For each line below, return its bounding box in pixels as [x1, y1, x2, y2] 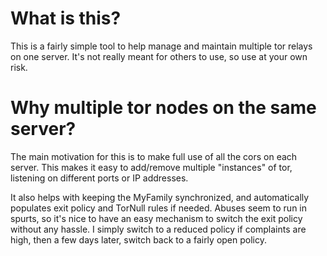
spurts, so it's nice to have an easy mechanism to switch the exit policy [10, 212, 303, 224]
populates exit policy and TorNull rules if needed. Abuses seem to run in [10, 202, 308, 214]
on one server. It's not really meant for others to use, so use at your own [10, 50, 308, 62]
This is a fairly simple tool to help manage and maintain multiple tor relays [10, 40, 313, 52]
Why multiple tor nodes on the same [10, 97, 317, 119]
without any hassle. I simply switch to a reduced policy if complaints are [10, 223, 307, 235]
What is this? [10, 7, 122, 30]
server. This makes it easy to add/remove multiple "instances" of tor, [10, 161, 293, 173]
